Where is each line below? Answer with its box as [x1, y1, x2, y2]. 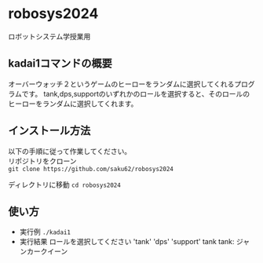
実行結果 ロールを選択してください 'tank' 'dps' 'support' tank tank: [19, 237, 235, 247]
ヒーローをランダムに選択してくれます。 [8, 99, 138, 108]
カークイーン [26, 247, 68, 256]
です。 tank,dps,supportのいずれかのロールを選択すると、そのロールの [21, 89, 250, 98]
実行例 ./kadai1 [19, 227, 71, 236]
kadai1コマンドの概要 [8, 57, 112, 71]
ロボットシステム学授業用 [8, 31, 91, 41]
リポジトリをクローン [8, 156, 77, 166]
